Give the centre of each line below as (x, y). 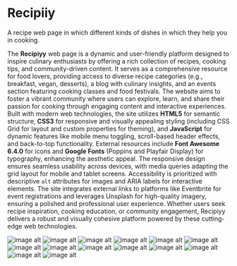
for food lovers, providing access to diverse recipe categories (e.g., (105, 76)
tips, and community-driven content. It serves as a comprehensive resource (117, 68)
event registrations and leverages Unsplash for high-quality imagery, (107, 196)
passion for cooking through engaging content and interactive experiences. (117, 106)
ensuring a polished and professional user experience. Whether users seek (116, 203)
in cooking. (24, 40)
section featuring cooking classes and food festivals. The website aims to (114, 91)
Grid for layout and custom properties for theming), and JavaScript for (110, 128)
